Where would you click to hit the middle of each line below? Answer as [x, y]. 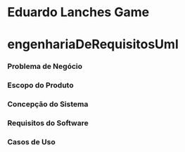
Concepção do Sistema [48, 104]
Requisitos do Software [48, 123]
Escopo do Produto [40, 85]
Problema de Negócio [45, 66]
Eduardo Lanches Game [78, 12]
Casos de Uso [31, 141]
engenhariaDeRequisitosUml [93, 45]
